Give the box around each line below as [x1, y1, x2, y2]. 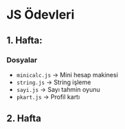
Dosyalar [6, 55, 37, 65]
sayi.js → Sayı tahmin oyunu [16, 85, 101, 93]
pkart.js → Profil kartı [16, 92, 80, 101]
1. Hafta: [6, 34, 43, 46]
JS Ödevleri [6, 7, 75, 23]
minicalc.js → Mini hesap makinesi [16, 70, 119, 79]
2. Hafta [6, 112, 41, 124]
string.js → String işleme [16, 78, 91, 86]
